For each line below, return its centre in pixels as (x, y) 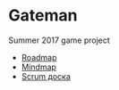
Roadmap (39, 57)
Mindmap (39, 67)
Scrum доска (46, 76)
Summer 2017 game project (59, 40)
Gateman (43, 16)
